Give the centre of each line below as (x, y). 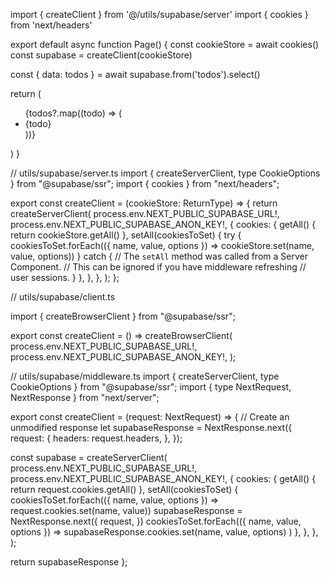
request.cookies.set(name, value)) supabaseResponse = (126, 510)
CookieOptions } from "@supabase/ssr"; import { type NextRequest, (151, 387)
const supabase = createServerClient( (89, 457)
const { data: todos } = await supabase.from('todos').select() (135, 74)
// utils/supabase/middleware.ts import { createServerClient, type (145, 376)
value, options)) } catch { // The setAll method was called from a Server (159, 256)
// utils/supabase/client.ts (63, 297)
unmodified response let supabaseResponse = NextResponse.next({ (151, 427)
